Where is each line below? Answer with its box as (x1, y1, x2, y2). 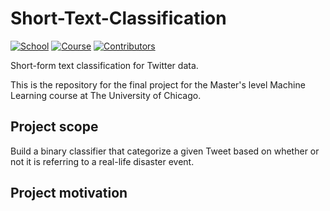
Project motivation (10, 185, 128, 202)
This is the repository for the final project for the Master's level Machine (10, 78, 306, 91)
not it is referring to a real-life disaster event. (10, 155, 195, 167)
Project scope (10, 118, 99, 136)
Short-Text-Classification (10, 7, 227, 30)
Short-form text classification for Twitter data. (10, 59, 199, 71)
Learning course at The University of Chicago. (10, 89, 202, 101)
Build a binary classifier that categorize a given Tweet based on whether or (10, 145, 320, 157)
